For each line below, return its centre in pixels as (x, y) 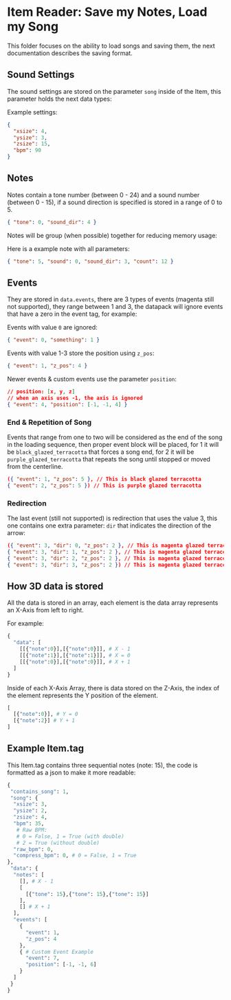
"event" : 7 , (42, 958)
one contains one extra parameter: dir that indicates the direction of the (109, 526)
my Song (33, 27)
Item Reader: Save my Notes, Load (107, 12)
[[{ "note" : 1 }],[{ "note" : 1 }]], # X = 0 (75, 656)
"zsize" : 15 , (32, 144)
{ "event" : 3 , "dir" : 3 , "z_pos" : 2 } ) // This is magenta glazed (104, 565)
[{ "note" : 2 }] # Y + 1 (44, 721)
